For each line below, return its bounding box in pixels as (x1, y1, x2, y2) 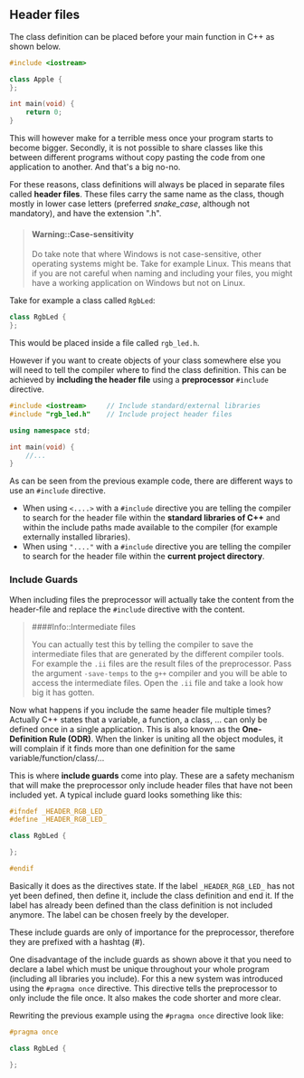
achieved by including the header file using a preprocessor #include (9, 375, 269, 386)
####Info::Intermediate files (31, 621, 136, 632)
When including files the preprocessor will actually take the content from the (9, 594, 294, 605)
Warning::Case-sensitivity (31, 228, 134, 239)
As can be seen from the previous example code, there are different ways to (9, 475, 293, 487)
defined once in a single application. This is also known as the (9, 723, 241, 734)
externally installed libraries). (22, 531, 131, 542)
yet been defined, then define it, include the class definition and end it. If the (9, 890, 294, 901)
